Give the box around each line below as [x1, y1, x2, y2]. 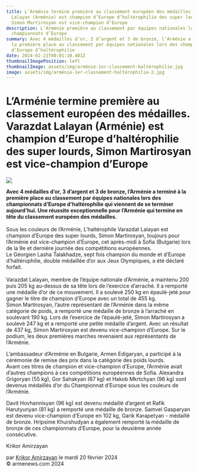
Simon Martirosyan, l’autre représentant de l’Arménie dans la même [6, 301, 169, 308]
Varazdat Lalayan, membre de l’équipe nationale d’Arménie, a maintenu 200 [6, 276, 190, 283]
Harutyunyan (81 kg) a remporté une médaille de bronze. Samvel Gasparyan [6, 406, 190, 413]
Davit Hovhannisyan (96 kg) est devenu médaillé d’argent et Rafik [6, 400, 165, 407]
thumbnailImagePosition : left [6, 58, 81, 64]
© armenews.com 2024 [6, 460, 64, 467]
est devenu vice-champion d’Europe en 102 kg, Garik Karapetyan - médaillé [6, 412, 190, 419]
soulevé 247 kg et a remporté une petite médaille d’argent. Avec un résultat [6, 320, 189, 327]
